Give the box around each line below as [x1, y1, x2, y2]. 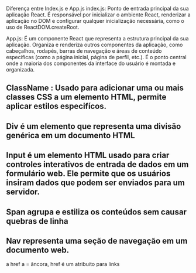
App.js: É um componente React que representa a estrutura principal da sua [6, 35, 189, 42]
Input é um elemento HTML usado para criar [6, 151, 170, 161]
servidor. [6, 187, 40, 197]
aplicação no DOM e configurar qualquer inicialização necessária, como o [6, 18, 184, 24]
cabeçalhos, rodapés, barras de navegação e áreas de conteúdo [6, 47, 162, 54]
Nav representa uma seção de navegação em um [6, 236, 188, 245]
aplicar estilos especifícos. [6, 101, 107, 111]
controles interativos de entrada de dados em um [6, 159, 189, 169]
